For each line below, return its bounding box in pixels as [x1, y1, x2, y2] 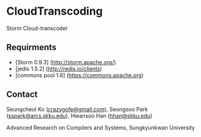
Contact [6, 89, 38, 100]
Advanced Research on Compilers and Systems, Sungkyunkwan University [6, 124, 196, 131]
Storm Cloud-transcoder [6, 24, 68, 32]
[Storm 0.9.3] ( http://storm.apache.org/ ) [15, 58, 116, 65]
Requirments [6, 42, 57, 53]
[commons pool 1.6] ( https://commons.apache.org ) [15, 72, 144, 79]
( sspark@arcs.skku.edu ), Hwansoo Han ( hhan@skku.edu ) [6, 112, 153, 119]
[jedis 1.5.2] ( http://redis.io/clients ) [15, 65, 103, 72]
